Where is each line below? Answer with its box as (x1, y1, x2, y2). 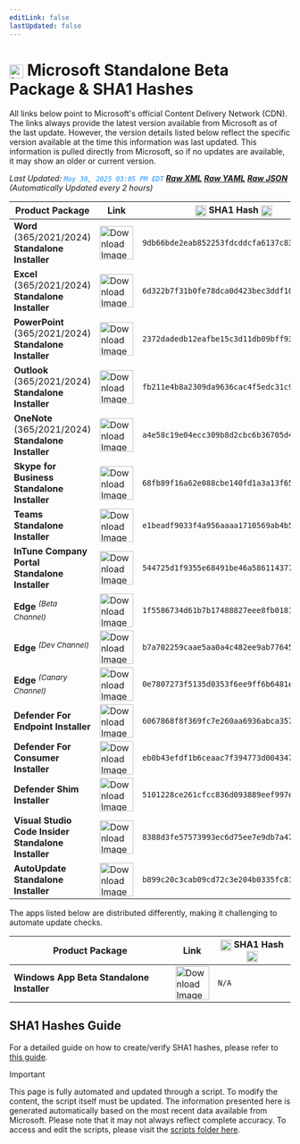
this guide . (9, 1051, 48, 1062)
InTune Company (13, 545, 87, 558)
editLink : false (9, 13, 70, 22)
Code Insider (13, 826, 70, 838)
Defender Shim (13, 783, 79, 795)
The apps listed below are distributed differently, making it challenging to (9, 908, 278, 919)
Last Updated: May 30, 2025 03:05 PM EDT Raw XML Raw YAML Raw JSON (9, 173, 288, 184)
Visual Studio (13, 814, 72, 827)
